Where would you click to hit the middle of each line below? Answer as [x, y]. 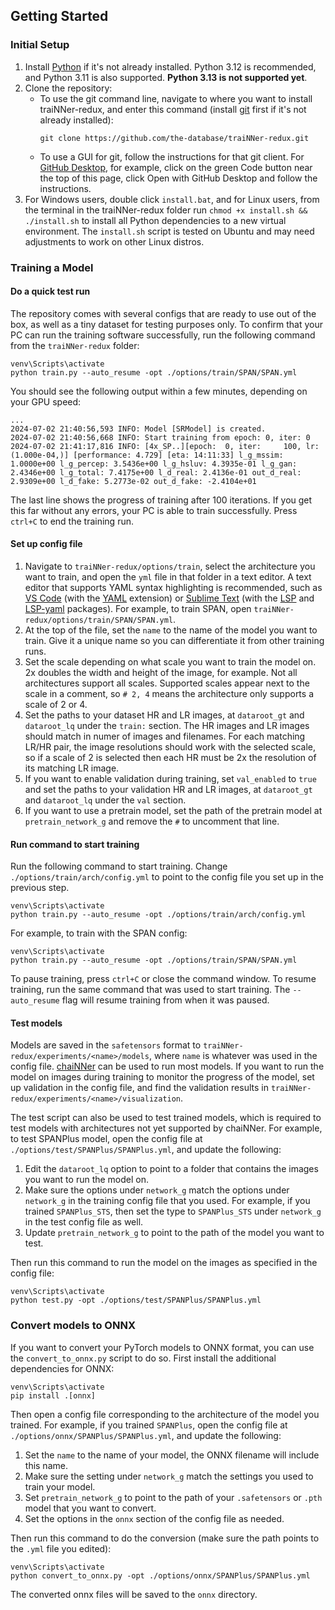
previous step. [40, 888]
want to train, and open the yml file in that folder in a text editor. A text [168, 577]
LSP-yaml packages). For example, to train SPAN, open [138, 609]
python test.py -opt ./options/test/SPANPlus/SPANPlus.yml [136, 1300]
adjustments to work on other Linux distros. [114, 241]
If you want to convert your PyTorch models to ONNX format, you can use [162, 1347]
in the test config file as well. [84, 1222]
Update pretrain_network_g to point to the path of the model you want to [174, 1233]
